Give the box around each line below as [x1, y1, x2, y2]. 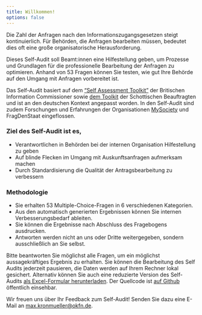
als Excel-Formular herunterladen [23, 278, 107, 285]
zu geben [14, 147, 39, 154]
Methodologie [6, 188, 48, 196]
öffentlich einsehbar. [6, 284, 57, 291]
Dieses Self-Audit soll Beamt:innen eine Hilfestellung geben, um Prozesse [6, 56, 189, 63]
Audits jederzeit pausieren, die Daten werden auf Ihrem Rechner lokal [6, 265, 179, 272]
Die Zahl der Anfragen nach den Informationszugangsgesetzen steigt [6, 31, 178, 38]
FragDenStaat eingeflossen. [6, 112, 75, 119]
